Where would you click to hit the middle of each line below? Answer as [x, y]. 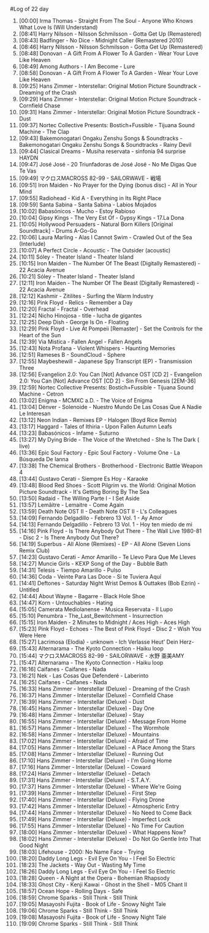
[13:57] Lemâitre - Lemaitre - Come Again [71, 505]
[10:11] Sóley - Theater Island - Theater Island [76, 257]
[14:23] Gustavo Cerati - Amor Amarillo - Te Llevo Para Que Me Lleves [107, 557]
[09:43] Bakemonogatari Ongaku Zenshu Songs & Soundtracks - [101, 138]
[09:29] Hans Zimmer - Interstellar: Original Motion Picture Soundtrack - [110, 99]
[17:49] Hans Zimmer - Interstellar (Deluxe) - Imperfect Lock [95, 819]
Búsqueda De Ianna [44, 459]
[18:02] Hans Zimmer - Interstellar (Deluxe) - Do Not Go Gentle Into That [110, 839]
